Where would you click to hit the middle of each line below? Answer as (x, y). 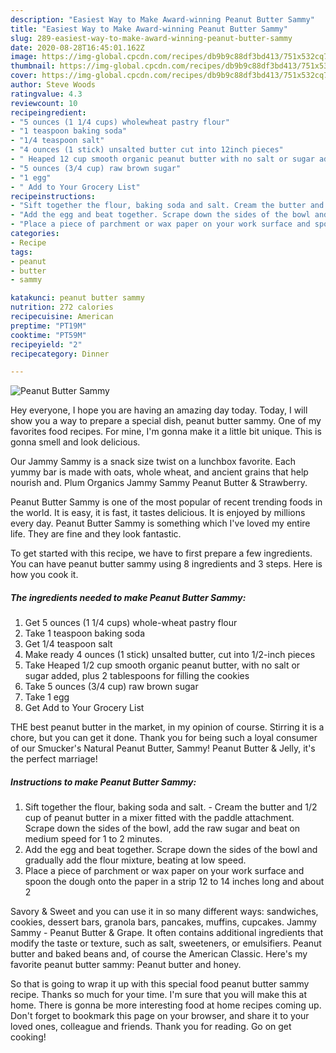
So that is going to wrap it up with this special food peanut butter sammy (160, 984)
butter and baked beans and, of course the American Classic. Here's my (159, 954)
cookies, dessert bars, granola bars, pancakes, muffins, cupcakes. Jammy (163, 922)
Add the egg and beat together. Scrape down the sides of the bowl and (171, 850)
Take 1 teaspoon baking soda (84, 633)
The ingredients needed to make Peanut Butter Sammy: (128, 597)
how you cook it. (44, 575)
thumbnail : (33, 66)
